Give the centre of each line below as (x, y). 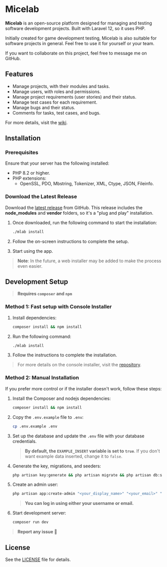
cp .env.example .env (35, 426)
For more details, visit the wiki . (36, 122)
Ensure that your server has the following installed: (57, 163)
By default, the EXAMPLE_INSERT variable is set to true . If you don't (92, 451)
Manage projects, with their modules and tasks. (61, 86)
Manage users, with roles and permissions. (57, 92)
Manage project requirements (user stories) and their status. (74, 97)
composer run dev (30, 522)
